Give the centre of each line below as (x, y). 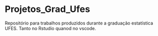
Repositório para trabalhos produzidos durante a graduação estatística (79, 23)
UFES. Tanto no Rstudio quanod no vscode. (50, 28)
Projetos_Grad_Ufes (47, 9)
